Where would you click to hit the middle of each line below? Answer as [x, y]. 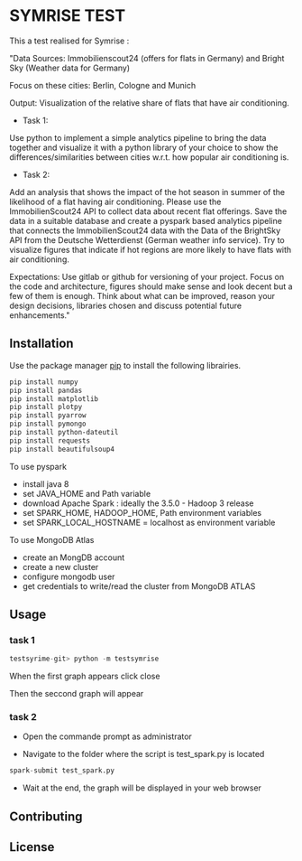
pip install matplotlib [54, 398]
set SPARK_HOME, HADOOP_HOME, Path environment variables [142, 512]
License [32, 847]
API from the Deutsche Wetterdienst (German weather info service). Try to [147, 239]
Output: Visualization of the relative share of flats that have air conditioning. [150, 103]
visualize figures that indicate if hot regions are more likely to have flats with [151, 249]
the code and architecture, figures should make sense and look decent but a [151, 286]
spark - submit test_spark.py [62, 771]
